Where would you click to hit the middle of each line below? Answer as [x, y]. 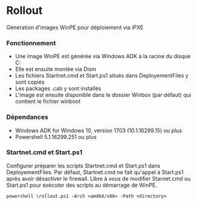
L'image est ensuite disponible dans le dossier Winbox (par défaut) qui [103, 95]
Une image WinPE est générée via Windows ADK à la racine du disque [103, 56]
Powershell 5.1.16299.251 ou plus [56, 136]
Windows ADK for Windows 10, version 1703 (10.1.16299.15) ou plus [98, 130]
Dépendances [27, 117]
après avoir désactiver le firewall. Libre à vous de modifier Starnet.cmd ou [98, 178]
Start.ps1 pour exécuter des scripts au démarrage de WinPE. [82, 185]
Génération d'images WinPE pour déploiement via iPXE [75, 27]
